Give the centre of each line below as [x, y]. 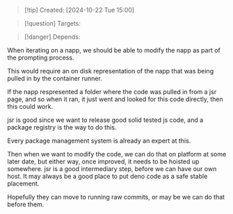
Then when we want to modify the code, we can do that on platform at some [117, 154]
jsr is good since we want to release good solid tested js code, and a [105, 120]
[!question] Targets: [53, 23]
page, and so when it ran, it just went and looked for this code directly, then [115, 99]
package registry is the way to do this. [62, 127]
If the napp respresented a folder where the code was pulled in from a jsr [112, 92]
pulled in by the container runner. [55, 78]
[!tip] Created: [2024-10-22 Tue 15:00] [79, 10]
